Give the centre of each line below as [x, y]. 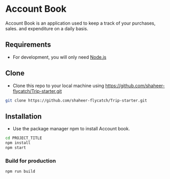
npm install [18, 143]
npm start [16, 148]
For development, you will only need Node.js [59, 57]
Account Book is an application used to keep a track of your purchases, [80, 23]
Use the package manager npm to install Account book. [71, 129]
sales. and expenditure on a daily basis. [47, 28]
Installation [23, 116]
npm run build [20, 172]
